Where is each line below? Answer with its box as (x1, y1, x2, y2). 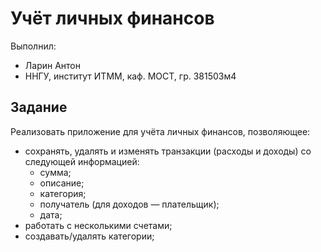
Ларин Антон (24, 59, 81, 71)
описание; (39, 177, 85, 189)
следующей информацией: (24, 155, 140, 167)
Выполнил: (10, 40, 57, 52)
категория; (39, 187, 87, 199)
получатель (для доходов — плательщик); (39, 198, 220, 210)
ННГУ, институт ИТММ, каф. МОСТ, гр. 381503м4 (24, 70, 237, 82)
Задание (10, 99, 68, 116)
